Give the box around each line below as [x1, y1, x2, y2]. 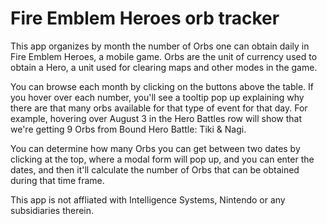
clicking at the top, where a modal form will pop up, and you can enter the [10, 153, 315, 165]
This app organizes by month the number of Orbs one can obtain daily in [10, 40, 310, 52]
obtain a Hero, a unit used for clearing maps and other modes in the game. [10, 61, 318, 73]
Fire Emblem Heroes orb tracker [10, 7, 280, 30]
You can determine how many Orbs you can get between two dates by [10, 142, 301, 154]
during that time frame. [10, 174, 105, 186]
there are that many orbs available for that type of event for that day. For [10, 102, 308, 114]
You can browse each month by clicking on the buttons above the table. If [10, 80, 314, 92]
